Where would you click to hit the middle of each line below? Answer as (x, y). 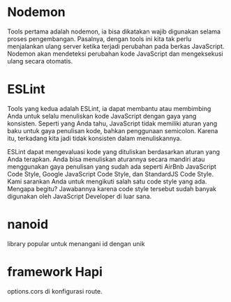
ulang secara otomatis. (40, 61)
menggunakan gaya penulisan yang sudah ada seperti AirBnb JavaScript (112, 166)
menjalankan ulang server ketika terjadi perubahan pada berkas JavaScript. (116, 46)
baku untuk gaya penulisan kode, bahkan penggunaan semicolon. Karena (113, 130)
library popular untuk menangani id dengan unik (76, 243)
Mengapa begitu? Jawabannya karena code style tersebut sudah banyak (112, 188)
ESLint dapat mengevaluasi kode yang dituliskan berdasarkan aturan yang (114, 151)
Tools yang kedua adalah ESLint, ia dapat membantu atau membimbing (109, 108)
